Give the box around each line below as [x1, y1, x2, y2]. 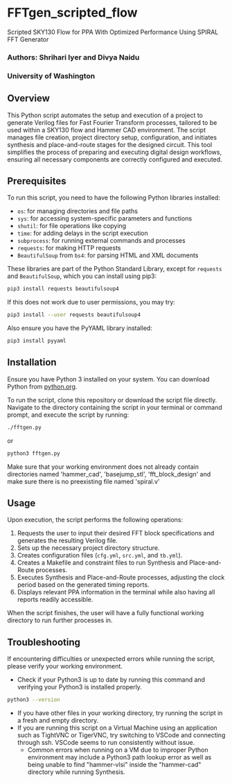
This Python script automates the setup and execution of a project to [7, 111, 203, 119]
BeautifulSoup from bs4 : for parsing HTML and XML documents [17, 251, 199, 259]
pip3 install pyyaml [7, 338, 67, 345]
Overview [7, 92, 51, 105]
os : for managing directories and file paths [17, 207, 139, 216]
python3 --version [7, 696, 60, 703]
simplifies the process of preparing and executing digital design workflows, [7, 148, 222, 156]
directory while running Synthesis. [27, 768, 126, 776]
